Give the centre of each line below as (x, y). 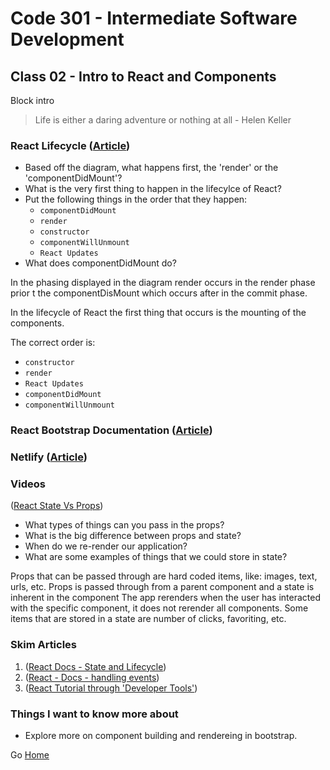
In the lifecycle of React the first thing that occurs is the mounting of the (158, 313)
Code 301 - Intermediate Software (154, 18)
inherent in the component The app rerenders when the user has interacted (166, 598)
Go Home (30, 755)
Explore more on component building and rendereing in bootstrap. (161, 736)
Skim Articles (44, 645)
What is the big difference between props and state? (133, 536)
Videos (28, 484)
